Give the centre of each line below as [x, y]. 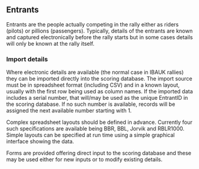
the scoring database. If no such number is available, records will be [91, 104]
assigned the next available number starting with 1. [69, 111]
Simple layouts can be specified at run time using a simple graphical [90, 135]
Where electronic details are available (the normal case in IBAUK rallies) [95, 72]
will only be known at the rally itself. [51, 43]
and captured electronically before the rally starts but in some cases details [100, 37]
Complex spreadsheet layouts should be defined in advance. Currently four [99, 122]
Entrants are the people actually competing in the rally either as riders [93, 24]
